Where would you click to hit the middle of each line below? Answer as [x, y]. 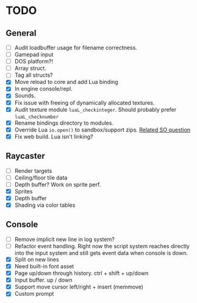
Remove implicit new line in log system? [65, 239]
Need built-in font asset [44, 266]
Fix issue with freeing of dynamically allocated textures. [84, 103]
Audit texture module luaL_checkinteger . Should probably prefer [95, 110]
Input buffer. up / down [43, 280]
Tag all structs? [34, 75]
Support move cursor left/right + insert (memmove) [79, 287]
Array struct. [30, 68]
